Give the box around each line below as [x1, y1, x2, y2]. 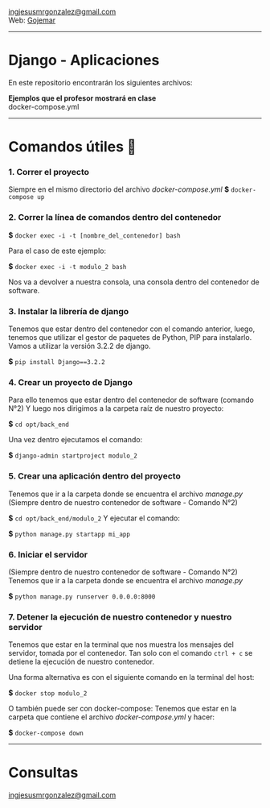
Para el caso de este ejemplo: [8, 246, 107, 255]
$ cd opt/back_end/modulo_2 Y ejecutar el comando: [8, 513, 181, 523]
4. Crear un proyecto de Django [8, 376, 133, 387]
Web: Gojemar [8, 15, 56, 25]
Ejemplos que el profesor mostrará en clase [8, 93, 157, 103]
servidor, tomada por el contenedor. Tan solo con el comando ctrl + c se [8, 648, 253, 658]
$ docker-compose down [8, 728, 84, 738]
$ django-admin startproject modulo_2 [8, 450, 138, 460]
